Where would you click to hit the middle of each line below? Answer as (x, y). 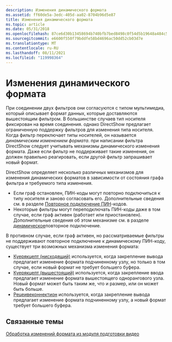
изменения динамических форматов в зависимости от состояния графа (85, 178)
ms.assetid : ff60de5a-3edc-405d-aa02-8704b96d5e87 (61, 15)
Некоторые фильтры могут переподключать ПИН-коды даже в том (87, 209)
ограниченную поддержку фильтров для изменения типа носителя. (80, 130)
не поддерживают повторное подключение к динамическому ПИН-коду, (86, 241)
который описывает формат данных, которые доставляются (71, 114)
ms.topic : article (25, 24)
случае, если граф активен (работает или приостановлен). (77, 215)
